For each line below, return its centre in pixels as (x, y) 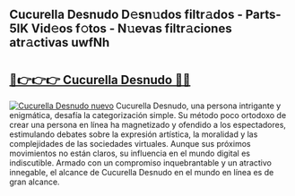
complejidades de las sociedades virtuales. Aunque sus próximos (130, 144)
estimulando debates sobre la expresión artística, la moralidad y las (134, 134)
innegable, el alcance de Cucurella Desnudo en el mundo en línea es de (142, 172)
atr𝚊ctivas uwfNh (60, 43)
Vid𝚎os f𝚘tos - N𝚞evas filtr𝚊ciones (131, 29)
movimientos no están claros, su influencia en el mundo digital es (130, 153)
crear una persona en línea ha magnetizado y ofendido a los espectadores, (148, 125)
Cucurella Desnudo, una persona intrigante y (199, 106)
